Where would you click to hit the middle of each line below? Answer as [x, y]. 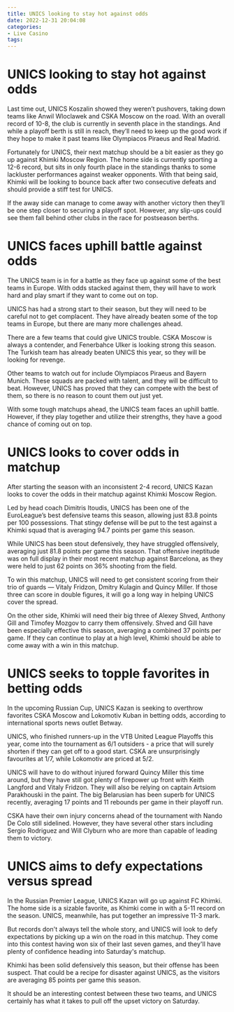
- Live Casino [28, 33]
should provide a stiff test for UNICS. [60, 189]
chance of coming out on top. [50, 424]
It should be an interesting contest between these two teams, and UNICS [112, 993]
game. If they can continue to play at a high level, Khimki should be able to [114, 638]
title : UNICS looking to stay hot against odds [78, 14]
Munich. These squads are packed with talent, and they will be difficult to [112, 381]
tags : [15, 40]
